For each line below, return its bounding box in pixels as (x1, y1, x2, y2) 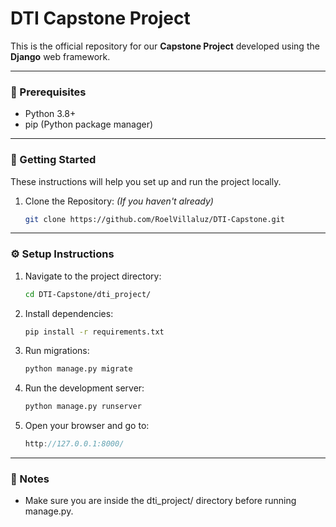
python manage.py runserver (24, 402, 142, 412)
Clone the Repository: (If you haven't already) (24, 195, 214, 207)
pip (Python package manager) (24, 118, 154, 131)
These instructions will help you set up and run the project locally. (10, 175, 282, 187)
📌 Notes (10, 472, 50, 486)
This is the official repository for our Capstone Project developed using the (10, 40, 320, 52)
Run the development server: (24, 382, 145, 394)
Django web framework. (10, 50, 111, 62)
